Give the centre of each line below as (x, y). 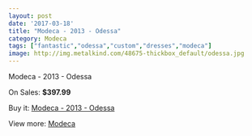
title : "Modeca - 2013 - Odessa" (65, 31)
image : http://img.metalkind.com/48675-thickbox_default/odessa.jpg (126, 53)
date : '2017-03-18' (41, 23)
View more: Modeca (42, 123)
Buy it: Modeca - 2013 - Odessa (62, 108)
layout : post (30, 16)
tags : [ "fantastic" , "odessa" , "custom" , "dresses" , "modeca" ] (110, 46)
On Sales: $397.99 (40, 92)
